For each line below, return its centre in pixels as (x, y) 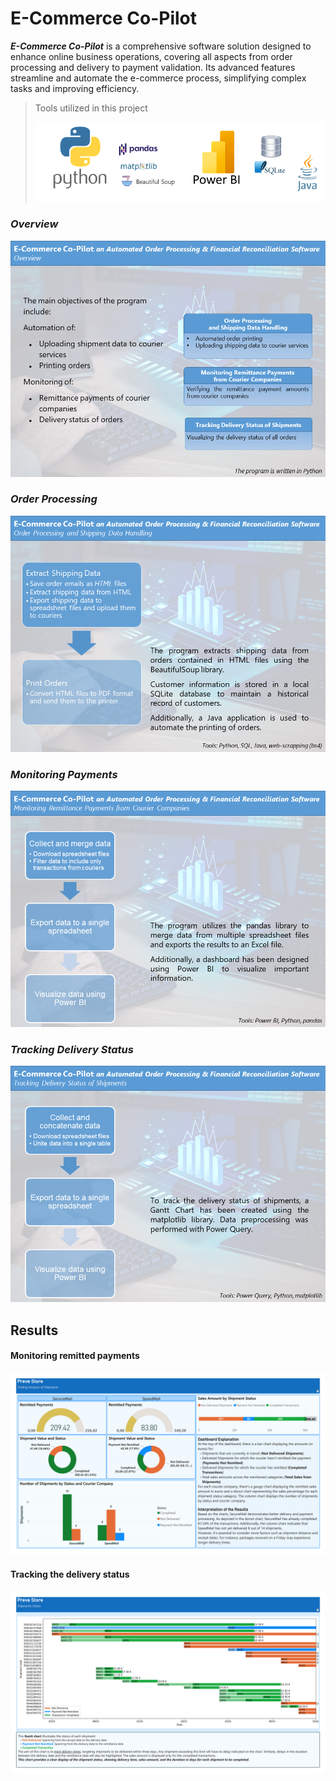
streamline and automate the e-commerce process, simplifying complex (158, 78)
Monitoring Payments (64, 774)
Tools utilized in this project (91, 108)
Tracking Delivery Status (72, 1050)
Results (34, 1330)
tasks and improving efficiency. (75, 88)
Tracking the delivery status (70, 1574)
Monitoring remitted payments (75, 1356)
